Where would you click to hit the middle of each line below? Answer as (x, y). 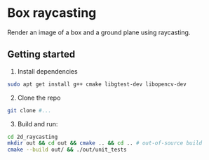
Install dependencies (48, 71)
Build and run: (38, 124)
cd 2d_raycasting (33, 137)
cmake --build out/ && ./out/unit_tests (67, 150)
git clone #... (29, 110)
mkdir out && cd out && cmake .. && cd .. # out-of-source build (104, 143)
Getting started (41, 54)
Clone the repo (39, 98)
